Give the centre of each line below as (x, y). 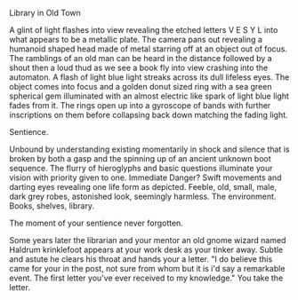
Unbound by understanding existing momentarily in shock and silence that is (149, 149)
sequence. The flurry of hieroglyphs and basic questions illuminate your (141, 168)
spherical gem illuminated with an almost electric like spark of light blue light (149, 96)
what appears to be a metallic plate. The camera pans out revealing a (136, 39)
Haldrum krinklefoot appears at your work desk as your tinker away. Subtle (146, 249)
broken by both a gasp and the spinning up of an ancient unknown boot (140, 158)
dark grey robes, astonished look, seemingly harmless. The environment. (143, 196)
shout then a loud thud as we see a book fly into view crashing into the (139, 67)
